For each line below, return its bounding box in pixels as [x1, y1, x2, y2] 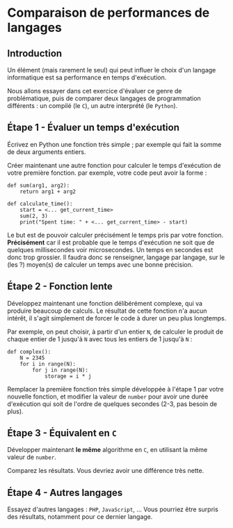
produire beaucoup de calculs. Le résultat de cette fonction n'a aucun [7, 306, 207, 315]
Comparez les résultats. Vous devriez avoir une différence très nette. [7, 467, 204, 475]
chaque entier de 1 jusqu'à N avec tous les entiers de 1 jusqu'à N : [7, 334, 193, 343]
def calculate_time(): [7, 200, 73, 207]
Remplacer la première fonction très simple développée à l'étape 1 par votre [7, 385, 224, 393]
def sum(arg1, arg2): [7, 182, 70, 189]
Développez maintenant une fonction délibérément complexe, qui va [7, 299, 203, 307]
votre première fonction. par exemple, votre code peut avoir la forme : [7, 169, 207, 177]
